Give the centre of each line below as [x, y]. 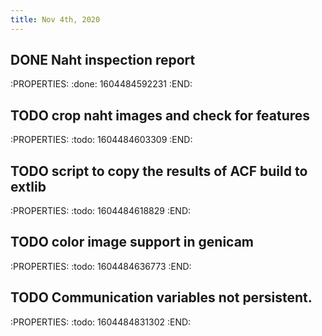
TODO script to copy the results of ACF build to [159, 171]
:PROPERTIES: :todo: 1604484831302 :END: [101, 322]
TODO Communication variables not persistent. [161, 297]
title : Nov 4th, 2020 [55, 19]
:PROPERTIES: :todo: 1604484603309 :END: [101, 140]
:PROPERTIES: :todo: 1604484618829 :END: [101, 211]
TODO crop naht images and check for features [160, 115]
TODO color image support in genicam [132, 242]
